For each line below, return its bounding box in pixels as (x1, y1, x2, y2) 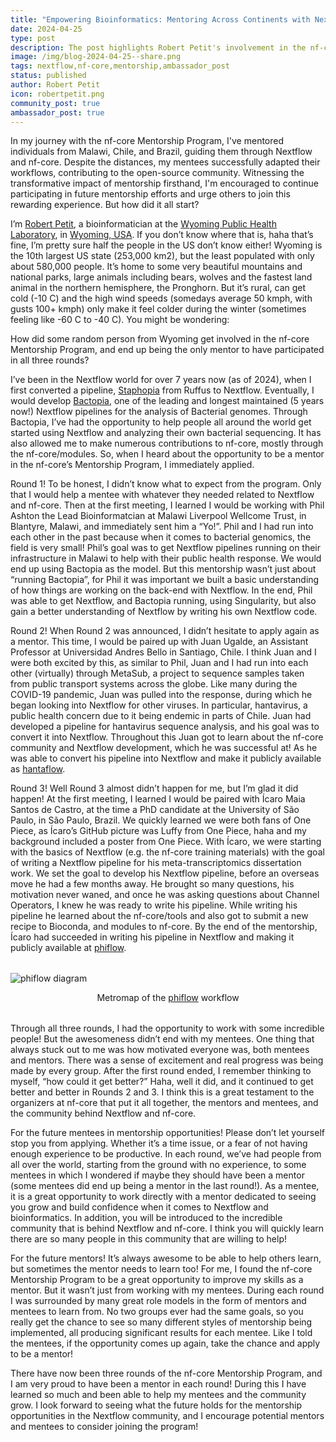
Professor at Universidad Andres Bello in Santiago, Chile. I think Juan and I (10, 646, 317, 658)
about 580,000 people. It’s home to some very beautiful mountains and (10, 261, 303, 273)
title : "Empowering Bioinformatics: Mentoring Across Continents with (10, 14, 311, 25)
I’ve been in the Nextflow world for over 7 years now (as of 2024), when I (10, 374, 312, 386)
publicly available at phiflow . (10, 942, 127, 954)
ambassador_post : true (10, 107, 105, 118)
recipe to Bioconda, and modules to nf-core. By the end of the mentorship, (10, 921, 318, 933)
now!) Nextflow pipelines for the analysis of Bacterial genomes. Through (10, 406, 308, 418)
